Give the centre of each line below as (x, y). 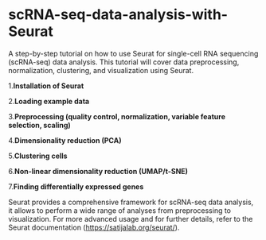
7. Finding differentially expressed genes (76, 186)
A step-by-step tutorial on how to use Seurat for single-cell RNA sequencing (133, 53)
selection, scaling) (40, 125)
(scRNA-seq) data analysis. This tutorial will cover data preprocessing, (124, 62)
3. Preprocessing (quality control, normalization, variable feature (117, 116)
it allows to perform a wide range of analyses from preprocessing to (120, 210)
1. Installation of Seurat (46, 86)
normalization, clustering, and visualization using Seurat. (101, 70)
